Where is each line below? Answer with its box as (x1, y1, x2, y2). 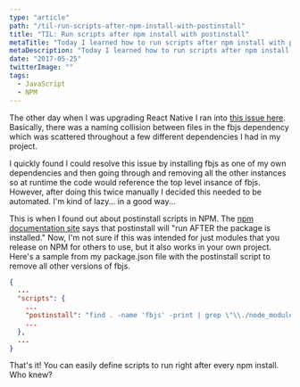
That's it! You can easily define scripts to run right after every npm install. (9, 360, 279, 371)
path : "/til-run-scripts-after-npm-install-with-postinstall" (9, 21, 246, 30)
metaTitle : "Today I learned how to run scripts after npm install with (9, 37, 286, 47)
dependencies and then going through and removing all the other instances (9, 167, 287, 178)
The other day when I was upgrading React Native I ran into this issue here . (9, 112, 286, 123)
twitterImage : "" (9, 63, 74, 72)
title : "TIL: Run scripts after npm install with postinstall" (9, 29, 250, 38)
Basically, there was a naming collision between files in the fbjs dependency (9, 121, 290, 132)
